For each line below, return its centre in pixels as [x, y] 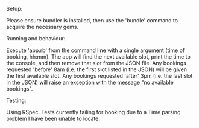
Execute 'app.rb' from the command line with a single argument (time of [96, 50]
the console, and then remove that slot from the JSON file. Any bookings [96, 63]
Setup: [14, 9]
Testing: [16, 100]
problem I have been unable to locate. [53, 118]
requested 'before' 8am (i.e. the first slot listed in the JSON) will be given [97, 69]
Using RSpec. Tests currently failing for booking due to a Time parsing [93, 112]
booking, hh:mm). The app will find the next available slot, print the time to [99, 56]
